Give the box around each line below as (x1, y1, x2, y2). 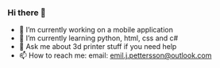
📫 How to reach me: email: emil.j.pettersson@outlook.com (18, 51, 212, 60)
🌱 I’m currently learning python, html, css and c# (18, 33, 179, 43)
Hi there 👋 (7, 7, 47, 18)
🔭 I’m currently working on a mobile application (18, 25, 174, 35)
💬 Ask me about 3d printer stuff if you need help (18, 42, 177, 51)
